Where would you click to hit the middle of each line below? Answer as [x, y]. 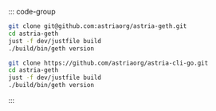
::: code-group [32, 12]
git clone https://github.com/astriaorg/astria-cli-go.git [108, 63]
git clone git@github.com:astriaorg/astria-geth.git [98, 26]
